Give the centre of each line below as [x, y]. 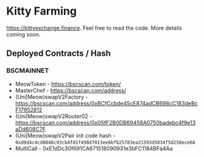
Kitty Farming [42, 11]
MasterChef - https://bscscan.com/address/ [71, 90]
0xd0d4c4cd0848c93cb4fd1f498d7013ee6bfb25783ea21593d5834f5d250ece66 [105, 142]
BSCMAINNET [28, 71]
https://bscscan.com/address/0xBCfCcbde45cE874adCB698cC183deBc [106, 103]
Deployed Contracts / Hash [59, 54]
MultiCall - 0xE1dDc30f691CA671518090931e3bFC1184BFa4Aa [94, 148]
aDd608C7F [30, 129]
